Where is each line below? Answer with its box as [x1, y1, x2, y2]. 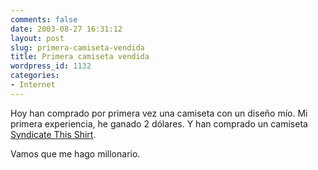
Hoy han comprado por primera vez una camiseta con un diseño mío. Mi [10, 107, 308, 119]
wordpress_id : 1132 [10, 61, 92, 71]
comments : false [10, 14, 78, 25]
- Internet [10, 80, 56, 90]
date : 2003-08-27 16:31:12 [10, 24, 123, 34]
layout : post [10, 33, 65, 43]
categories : [10, 71, 60, 81]
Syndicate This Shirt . [10, 128, 97, 140]
